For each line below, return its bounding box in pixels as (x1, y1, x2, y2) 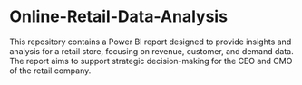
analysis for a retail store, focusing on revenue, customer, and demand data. (9, 45, 294, 56)
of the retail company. (9, 65, 92, 76)
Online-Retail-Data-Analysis (9, 6, 229, 27)
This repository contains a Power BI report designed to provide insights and (9, 36, 292, 47)
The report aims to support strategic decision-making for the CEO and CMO (9, 55, 293, 66)
